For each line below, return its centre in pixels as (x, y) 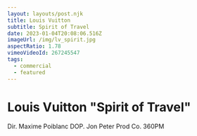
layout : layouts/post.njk (45, 14)
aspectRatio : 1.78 (34, 46)
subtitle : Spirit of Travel (49, 27)
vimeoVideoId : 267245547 (44, 53)
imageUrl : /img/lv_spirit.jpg (52, 40)
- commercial (33, 66)
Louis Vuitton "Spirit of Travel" (99, 107)
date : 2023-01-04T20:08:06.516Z (55, 33)
